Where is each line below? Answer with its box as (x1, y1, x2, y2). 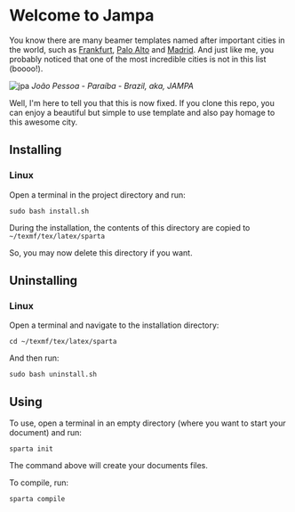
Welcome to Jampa (9, 5, 155, 26)
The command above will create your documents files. (9, 460, 209, 471)
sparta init (9, 444, 53, 454)
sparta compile (9, 495, 66, 504)
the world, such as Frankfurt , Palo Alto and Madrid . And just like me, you (9, 44, 275, 54)
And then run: (9, 353, 60, 363)
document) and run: (9, 427, 83, 438)
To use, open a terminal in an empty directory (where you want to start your (9, 418, 286, 428)
